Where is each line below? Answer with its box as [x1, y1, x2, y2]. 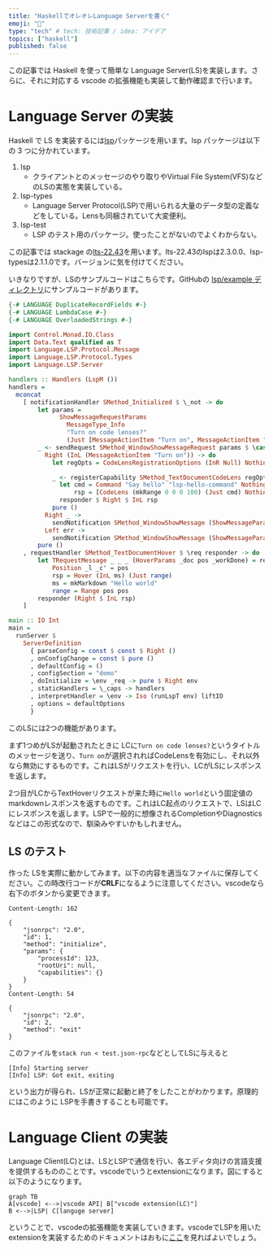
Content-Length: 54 [8, 990, 75, 998]
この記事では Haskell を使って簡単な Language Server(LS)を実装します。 [8, 66, 252, 76]
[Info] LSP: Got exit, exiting [8, 1071, 115, 1079]
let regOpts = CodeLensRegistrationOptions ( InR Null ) [51, 459, 242, 467]
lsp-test [19, 220, 47, 230]
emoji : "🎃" [8, 20, 45, 28]
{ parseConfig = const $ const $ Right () [29, 647, 176, 655]
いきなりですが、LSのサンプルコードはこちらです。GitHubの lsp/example [8, 274, 253, 285]
